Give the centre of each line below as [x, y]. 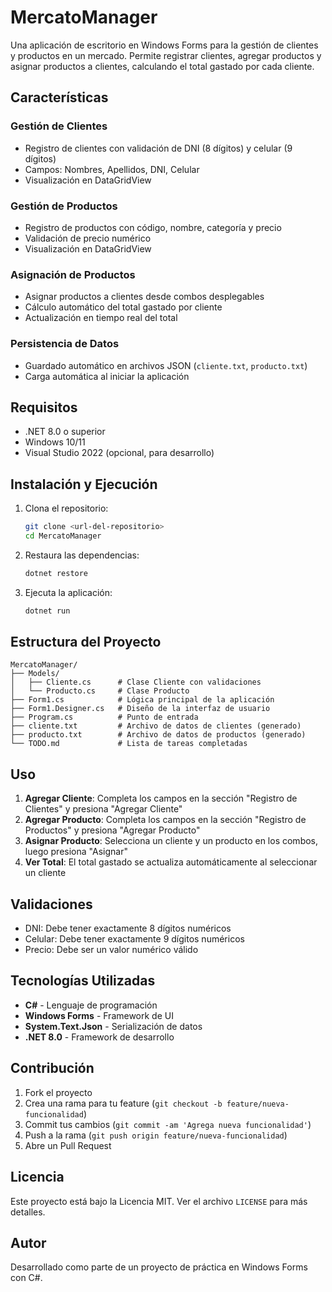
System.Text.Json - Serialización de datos [113, 1026]
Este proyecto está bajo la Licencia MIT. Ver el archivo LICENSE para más [159, 1201]
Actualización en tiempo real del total [101, 318]
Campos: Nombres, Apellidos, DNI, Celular [112, 169]
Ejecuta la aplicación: [68, 592]
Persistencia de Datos [65, 344]
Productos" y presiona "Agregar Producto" [112, 830]
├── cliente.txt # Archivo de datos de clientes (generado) [156, 726]
